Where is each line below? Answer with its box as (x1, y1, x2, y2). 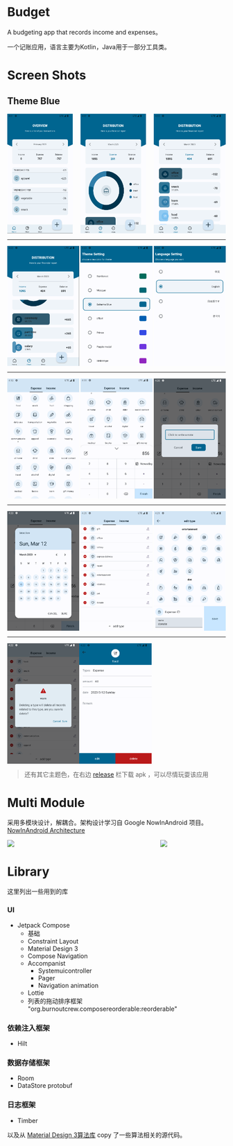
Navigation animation (37, 981, 99, 989)
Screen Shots (7, 67, 87, 83)
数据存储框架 (7, 1058, 51, 1068)
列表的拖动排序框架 (27, 996, 83, 1005)
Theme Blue (7, 95, 60, 107)
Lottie (27, 989, 44, 997)
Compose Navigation (27, 951, 88, 960)
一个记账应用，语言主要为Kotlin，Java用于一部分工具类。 (7, 42, 171, 51)
